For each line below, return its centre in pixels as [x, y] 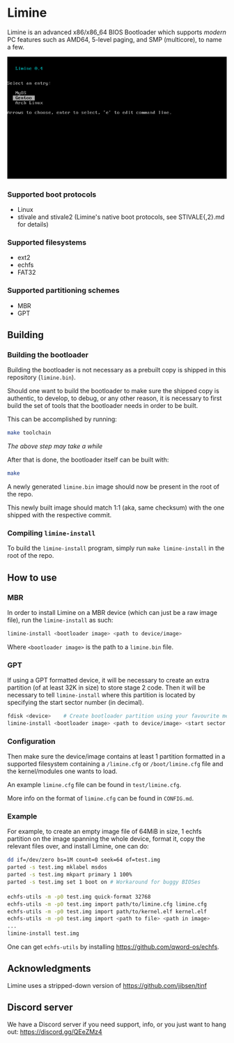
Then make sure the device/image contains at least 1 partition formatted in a [116, 756]
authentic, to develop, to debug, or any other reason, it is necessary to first [115, 398]
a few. [16, 47]
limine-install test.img [43, 934]
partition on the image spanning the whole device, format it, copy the [106, 839]
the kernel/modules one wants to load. [62, 771]
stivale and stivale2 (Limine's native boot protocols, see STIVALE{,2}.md [121, 217]
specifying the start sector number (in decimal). [76, 703]
